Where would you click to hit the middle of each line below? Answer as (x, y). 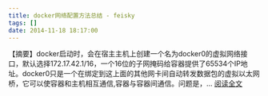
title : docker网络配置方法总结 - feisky (72, 15)
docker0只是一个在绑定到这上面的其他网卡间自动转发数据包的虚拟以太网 (141, 74)
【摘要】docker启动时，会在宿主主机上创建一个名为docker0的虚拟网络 (125, 54)
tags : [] (23, 23)
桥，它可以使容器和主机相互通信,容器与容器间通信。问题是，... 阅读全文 (126, 83)
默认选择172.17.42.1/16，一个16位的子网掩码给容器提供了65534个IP (132, 63)
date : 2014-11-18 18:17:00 (53, 30)
